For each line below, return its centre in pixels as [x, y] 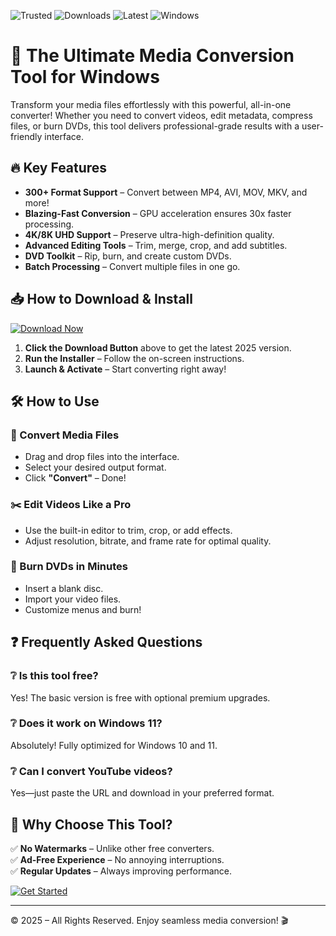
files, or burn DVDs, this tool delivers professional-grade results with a [155, 126]
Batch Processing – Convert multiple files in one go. [132, 266]
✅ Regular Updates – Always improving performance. [121, 871]
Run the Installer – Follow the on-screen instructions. [134, 358]
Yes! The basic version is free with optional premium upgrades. [140, 697]
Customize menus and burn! [83, 609]
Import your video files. [73, 599]
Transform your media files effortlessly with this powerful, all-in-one [151, 104]
